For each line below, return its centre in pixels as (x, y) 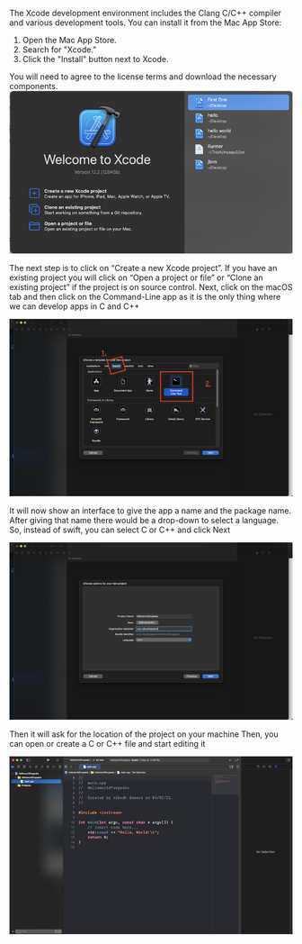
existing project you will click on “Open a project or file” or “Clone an (136, 277)
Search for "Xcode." (59, 50)
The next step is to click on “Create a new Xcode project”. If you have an (143, 268)
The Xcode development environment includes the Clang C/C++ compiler (145, 13)
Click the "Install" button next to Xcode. (95, 59)
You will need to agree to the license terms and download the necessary (143, 77)
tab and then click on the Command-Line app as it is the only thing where (145, 296)
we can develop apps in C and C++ (75, 306)
